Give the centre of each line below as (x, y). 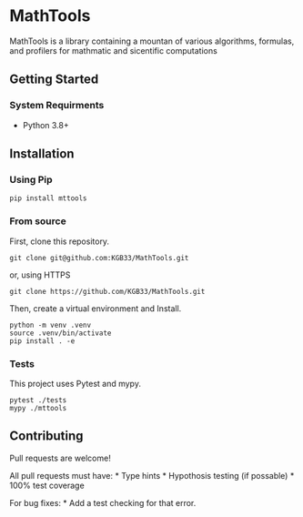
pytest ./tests (38, 400)
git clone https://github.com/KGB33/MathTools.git (107, 291)
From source (38, 221)
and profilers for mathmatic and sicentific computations (114, 50)
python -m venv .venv (50, 325)
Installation (42, 154)
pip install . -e (42, 341)
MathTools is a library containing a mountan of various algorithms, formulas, (152, 41)
